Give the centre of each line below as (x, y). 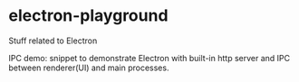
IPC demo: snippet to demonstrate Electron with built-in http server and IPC (149, 58)
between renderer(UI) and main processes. (89, 68)
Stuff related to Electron (53, 41)
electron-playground (88, 16)
